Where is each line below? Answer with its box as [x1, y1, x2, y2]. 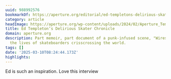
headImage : [5, 21, 28, 27]
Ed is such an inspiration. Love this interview [5, 68, 99, 74]
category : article [5, 17, 44, 22]
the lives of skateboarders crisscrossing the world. [10, 41, 126, 46]
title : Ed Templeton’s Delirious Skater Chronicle [5, 26, 115, 31]
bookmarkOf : [5, 12, 31, 17]
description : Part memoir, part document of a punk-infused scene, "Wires [5, 36, 167, 41]
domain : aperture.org [5, 31, 51, 36]
